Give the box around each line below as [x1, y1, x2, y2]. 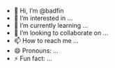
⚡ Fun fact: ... [13, 54, 52, 62]
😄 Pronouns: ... [13, 46, 59, 55]
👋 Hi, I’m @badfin [13, 7, 64, 15]
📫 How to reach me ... [13, 37, 79, 44]
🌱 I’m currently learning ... [13, 22, 89, 29]
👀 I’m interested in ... [13, 14, 73, 22]
